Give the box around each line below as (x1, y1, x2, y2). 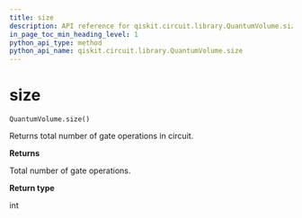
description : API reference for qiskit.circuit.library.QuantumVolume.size (9, 22, 299, 31)
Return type (9, 183, 56, 194)
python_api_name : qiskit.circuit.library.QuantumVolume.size (9, 47, 244, 56)
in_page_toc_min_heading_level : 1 (9, 30, 139, 39)
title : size (9, 13, 54, 22)
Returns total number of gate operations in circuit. (9, 131, 194, 142)
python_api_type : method (9, 38, 102, 48)
